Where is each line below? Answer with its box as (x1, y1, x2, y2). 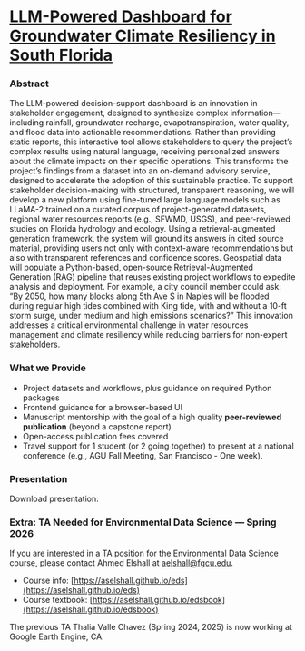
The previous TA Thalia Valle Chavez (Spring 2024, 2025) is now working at (9, 622, 293, 633)
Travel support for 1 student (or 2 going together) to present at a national (22, 440, 295, 451)
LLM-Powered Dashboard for (9, 6, 233, 27)
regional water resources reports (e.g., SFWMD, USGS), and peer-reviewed (9, 213, 290, 224)
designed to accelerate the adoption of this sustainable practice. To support (9, 175, 293, 186)
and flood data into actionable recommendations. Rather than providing (9, 127, 277, 138)
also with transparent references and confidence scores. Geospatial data (9, 252, 283, 263)
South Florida (9, 45, 113, 65)
